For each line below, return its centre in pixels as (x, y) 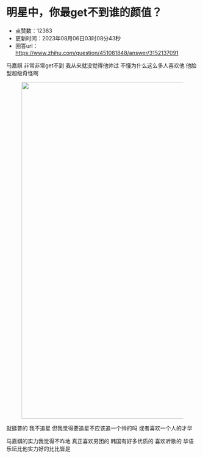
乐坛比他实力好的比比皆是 (38, 449)
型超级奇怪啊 (22, 73)
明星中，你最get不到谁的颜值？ (84, 13)
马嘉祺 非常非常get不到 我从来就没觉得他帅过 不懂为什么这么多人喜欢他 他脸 (101, 65)
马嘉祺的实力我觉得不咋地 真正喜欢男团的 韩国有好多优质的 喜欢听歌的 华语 (100, 441)
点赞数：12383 (34, 31)
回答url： (27, 46)
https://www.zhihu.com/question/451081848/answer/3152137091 (97, 53)
